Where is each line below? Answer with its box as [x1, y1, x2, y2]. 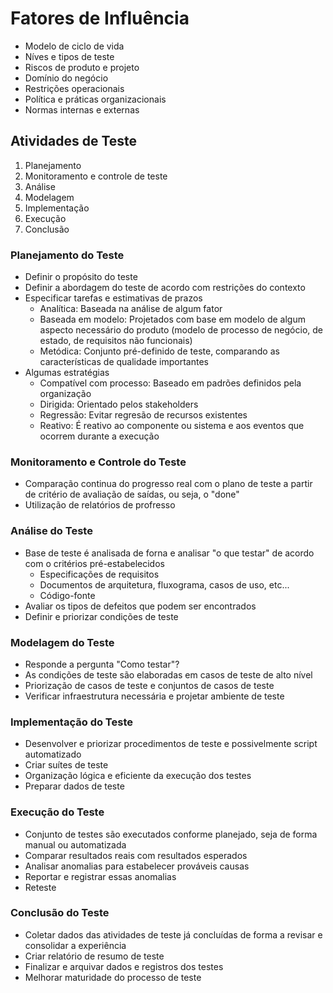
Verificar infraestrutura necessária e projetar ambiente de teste [24, 690, 285, 702]
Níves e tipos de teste [24, 50, 115, 62]
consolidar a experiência [24, 939, 127, 951]
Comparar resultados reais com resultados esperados [24, 849, 248, 861]
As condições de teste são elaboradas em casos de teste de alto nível [24, 668, 313, 681]
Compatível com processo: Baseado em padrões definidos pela [39, 377, 302, 389]
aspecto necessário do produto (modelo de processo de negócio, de [39, 324, 323, 336]
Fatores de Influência [10, 7, 190, 30]
